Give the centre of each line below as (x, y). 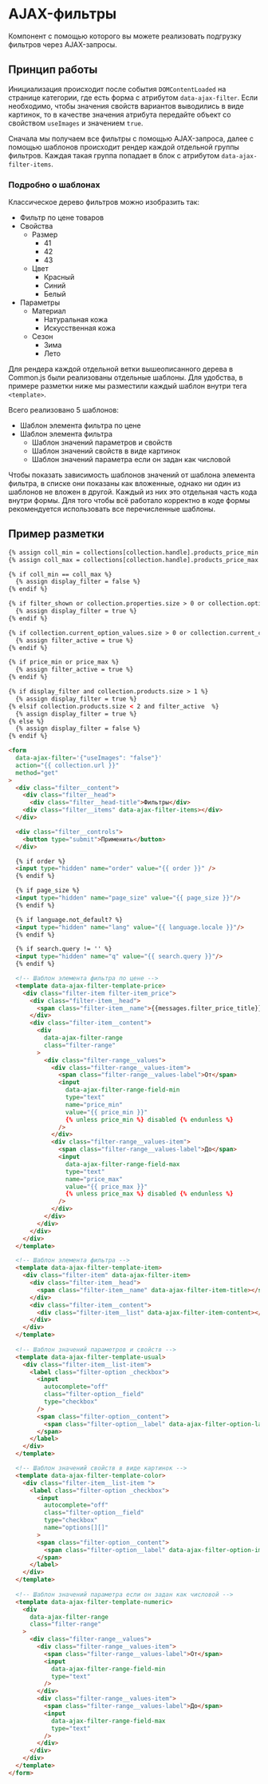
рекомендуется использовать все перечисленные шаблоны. (112, 509)
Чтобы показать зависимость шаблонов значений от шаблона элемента (132, 475)
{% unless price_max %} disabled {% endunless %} (149, 1194)
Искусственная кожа (79, 328)
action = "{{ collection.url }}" (67, 765)
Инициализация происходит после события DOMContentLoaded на (117, 89)
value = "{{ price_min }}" (106, 1112)
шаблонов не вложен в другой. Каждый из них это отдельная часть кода (133, 492)
